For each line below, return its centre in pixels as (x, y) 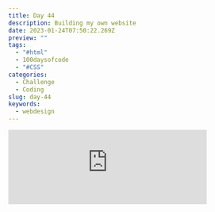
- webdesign (35, 112)
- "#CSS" (30, 67)
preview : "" (28, 38)
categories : (28, 75)
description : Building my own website (72, 23)
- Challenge (35, 82)
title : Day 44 (32, 15)
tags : (17, 45)
